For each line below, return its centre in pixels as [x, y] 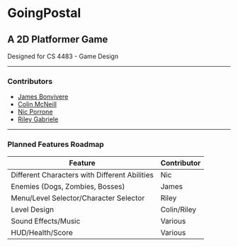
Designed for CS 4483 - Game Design [63, 56]
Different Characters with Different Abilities [82, 175]
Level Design [33, 209]
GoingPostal [44, 13]
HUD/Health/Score [42, 232]
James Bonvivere [43, 97]
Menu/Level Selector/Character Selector [78, 198]
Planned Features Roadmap [56, 145]
